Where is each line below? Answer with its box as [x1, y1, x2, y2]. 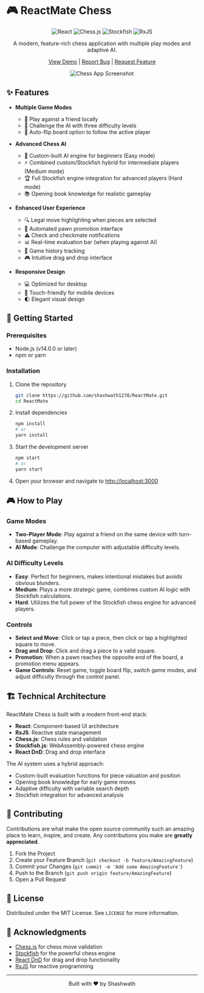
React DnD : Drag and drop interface [15, 748, 106, 756]
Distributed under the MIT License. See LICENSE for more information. [6, 910, 179, 917]
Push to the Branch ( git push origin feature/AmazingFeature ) [15, 869, 172, 876]
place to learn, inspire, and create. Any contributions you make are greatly [6, 831, 193, 839]
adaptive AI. [87, 46, 117, 54]
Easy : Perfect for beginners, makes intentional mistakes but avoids [15, 572, 183, 580]
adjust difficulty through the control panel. [15, 673, 121, 681]
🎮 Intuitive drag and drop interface [24, 254, 112, 261]
